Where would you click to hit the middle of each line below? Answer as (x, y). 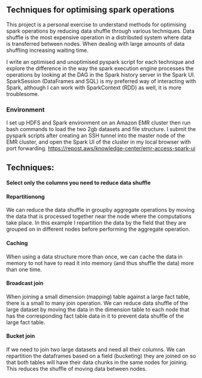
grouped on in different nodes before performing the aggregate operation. (98, 229)
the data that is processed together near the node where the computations (99, 216)
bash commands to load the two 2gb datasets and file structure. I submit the (101, 129)
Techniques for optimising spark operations (90, 10)
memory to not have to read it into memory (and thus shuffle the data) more (100, 263)
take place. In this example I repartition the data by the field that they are (96, 223)
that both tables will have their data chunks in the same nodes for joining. (97, 362)
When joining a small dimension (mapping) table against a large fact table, (98, 296)
